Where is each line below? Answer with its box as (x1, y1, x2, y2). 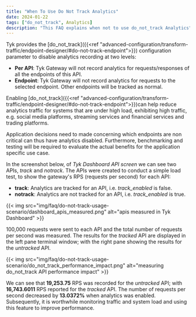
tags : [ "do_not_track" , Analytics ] (6, 19, 93, 25)
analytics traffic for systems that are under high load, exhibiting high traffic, (6, 107, 187, 114)
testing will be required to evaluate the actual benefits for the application (6, 143, 180, 150)
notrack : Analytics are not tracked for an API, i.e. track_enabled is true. (14, 191, 185, 198)
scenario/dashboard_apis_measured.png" (6, 208, 107, 215)
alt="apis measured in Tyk (107, 208, 171, 215)
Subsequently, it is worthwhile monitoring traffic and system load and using (6, 298, 187, 305)
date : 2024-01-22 (6, 14, 48, 20)
